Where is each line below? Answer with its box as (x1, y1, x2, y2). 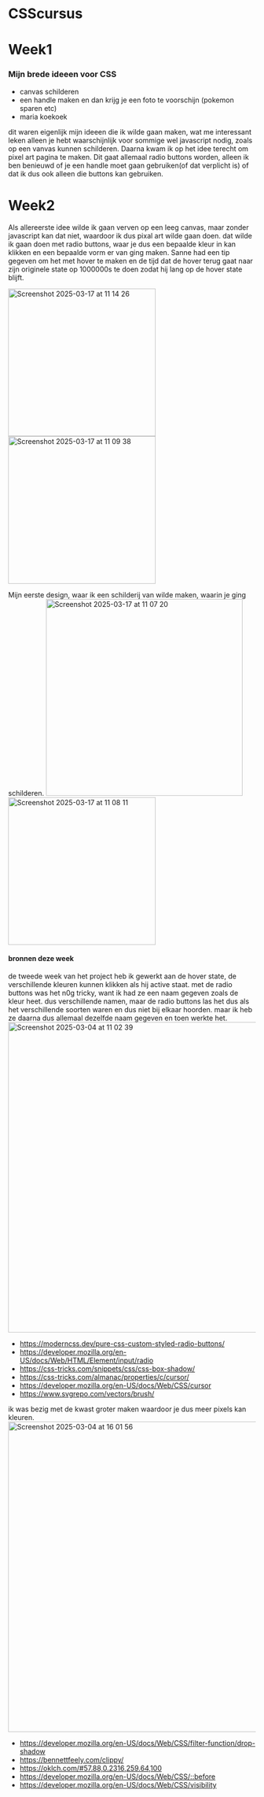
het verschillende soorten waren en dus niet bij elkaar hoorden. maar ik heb (8, 1004, 253, 1014)
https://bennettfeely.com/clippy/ (19, 1754, 124, 1764)
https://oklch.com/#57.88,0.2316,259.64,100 (19, 1763, 163, 1773)
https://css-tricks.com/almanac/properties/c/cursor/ (19, 1372, 190, 1381)
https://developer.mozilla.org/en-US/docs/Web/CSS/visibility (19, 1780, 218, 1789)
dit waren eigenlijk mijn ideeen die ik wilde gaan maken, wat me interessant (8, 127, 252, 136)
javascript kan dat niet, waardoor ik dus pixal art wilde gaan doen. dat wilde (8, 231, 253, 240)
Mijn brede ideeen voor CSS (8, 68, 117, 79)
